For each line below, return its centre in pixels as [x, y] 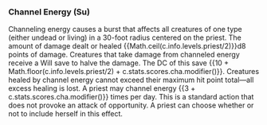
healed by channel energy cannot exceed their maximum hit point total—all [131, 80]
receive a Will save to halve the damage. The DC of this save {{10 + [119, 63]
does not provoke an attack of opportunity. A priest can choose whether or [131, 105]
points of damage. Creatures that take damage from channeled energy [124, 55]
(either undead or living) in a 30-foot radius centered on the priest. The [125, 37]
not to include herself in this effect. [66, 114]
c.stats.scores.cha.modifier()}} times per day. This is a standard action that [131, 97]
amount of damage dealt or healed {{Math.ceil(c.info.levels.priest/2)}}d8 [127, 46]
